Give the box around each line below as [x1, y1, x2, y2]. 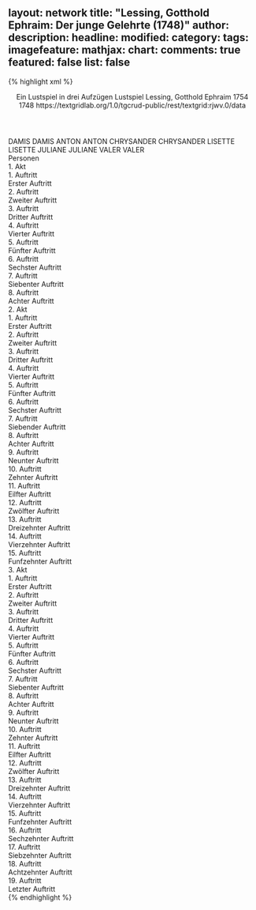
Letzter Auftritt [8, 884, 56, 893]
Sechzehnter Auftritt [8, 833, 74, 843]
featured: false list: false [8, 55, 131, 70]
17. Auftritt [8, 842, 41, 851]
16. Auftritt [8, 825, 42, 835]
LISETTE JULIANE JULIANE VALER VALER [8, 145, 145, 154]
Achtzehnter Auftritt [8, 867, 72, 877]
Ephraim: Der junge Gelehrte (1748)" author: [8, 19, 230, 32]
